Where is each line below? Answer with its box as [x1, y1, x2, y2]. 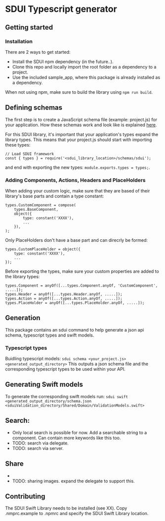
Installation [5, 38, 33, 45]
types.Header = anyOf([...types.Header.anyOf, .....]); [5, 292, 123, 297]
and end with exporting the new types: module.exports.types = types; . [5, 164, 150, 170]
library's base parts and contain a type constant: [5, 193, 104, 199]
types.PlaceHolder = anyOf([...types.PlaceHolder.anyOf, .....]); [5, 300, 145, 305]
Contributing [5, 492, 45, 500]
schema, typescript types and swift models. [5, 332, 94, 338]
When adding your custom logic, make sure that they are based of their [5, 187, 150, 193]
